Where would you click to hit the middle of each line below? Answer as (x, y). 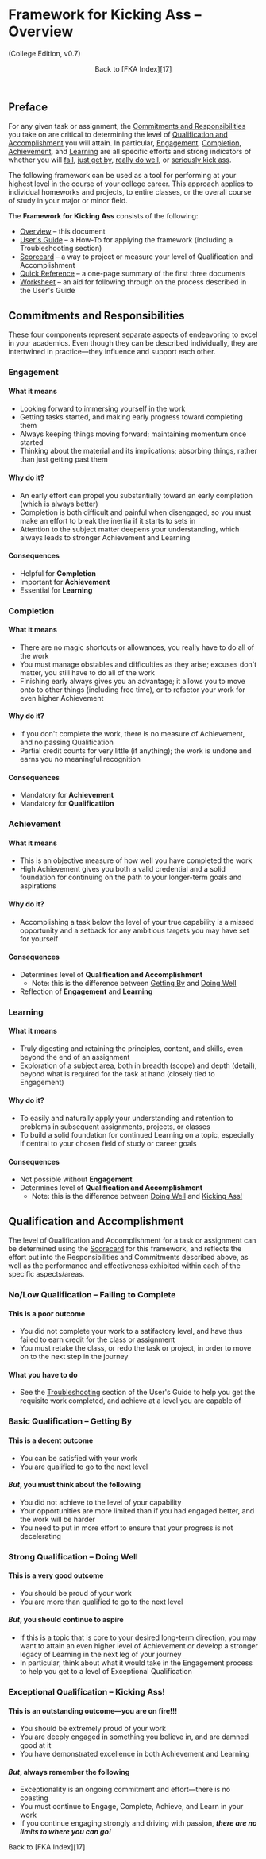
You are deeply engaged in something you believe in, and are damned (134, 1737)
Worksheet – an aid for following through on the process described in (133, 282)
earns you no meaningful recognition (80, 759)
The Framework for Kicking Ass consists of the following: (103, 216)
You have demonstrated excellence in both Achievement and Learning (135, 1754)
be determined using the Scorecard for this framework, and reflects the (125, 1249)
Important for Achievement (65, 582)
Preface (28, 107)
